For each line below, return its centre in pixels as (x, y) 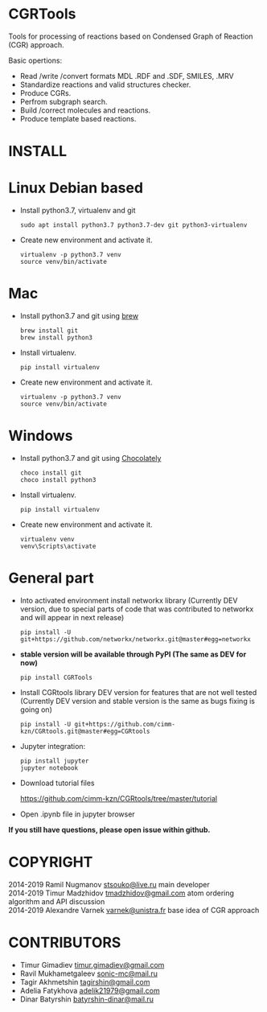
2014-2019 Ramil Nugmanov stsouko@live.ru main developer (109, 884)
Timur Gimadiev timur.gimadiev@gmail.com (92, 965)
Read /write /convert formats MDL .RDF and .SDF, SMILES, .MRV (127, 76)
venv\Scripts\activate (58, 546)
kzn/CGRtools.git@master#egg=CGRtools (85, 731)
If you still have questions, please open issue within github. (109, 829)
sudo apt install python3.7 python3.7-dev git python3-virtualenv (133, 225)
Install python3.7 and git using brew (79, 316)
